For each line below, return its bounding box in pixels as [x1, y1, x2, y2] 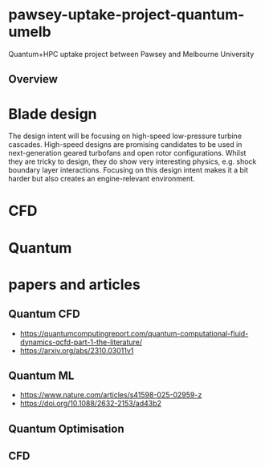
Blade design [8, 104, 98, 123]
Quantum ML [8, 369, 75, 383]
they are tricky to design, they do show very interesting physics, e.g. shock [8, 157, 257, 166]
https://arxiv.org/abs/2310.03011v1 [19, 345, 134, 355]
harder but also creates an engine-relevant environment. [8, 174, 195, 184]
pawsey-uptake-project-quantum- [8, 6, 245, 24]
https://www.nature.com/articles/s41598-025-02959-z [19, 390, 202, 400]
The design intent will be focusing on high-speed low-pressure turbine [8, 131, 243, 141]
